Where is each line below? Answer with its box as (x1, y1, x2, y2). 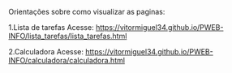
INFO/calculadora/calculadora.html (8, 56, 126, 65)
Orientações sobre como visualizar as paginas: (8, 7, 165, 16)
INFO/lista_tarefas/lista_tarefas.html (8, 32, 127, 41)
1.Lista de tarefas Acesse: (8, 23, 95, 32)
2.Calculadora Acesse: (8, 47, 84, 56)
